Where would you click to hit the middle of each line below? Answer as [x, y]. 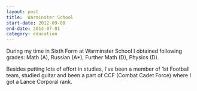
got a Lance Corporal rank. [40, 82]
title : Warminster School [40, 17]
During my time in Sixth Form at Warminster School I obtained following [94, 51]
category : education [32, 34]
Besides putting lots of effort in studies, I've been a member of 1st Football [98, 69]
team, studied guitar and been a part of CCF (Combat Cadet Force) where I [99, 75]
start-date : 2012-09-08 [36, 23]
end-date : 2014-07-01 [33, 28]
